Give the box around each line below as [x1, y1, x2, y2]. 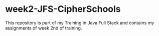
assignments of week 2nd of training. [5, 25, 82, 31]
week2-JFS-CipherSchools [5, 3, 121, 15]
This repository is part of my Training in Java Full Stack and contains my [5, 20, 154, 26]
